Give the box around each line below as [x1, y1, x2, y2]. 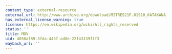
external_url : [5, 12, 36, 17]
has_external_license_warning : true [5, 17, 83, 22]
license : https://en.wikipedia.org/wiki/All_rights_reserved [5, 22, 139, 27]
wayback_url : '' [5, 41, 40, 46]
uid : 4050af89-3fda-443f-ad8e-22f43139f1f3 [5, 37, 100, 42]
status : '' [5, 27, 29, 32]
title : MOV [5, 31, 29, 37]
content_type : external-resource [5, 7, 77, 13]
